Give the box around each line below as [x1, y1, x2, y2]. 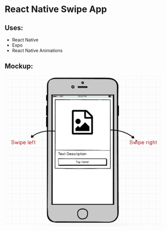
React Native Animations [11, 48, 63, 53]
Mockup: [4, 62, 33, 71]
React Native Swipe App [4, 4, 107, 15]
